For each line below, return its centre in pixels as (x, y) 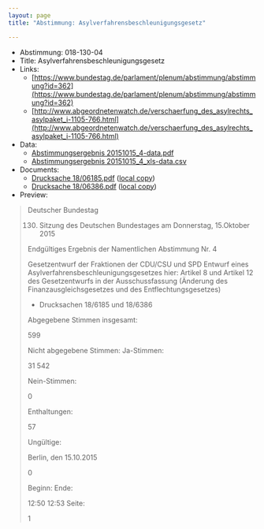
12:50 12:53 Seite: (56, 503)
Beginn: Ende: (50, 488)
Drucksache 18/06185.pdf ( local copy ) (93, 177)
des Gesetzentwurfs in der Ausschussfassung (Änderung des (128, 281)
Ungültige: (44, 441)
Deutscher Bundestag (63, 210)
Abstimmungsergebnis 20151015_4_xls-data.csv (109, 161)
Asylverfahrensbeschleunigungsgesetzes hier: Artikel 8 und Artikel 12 (140, 272)
